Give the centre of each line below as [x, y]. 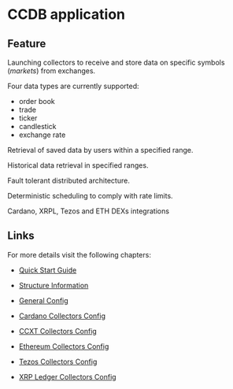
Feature [27, 44]
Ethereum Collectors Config [64, 346]
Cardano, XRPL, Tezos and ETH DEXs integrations [89, 211]
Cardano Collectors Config [62, 316]
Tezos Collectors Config [58, 361]
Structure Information [54, 285]
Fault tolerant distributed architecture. [69, 180]
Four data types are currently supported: [73, 86]
